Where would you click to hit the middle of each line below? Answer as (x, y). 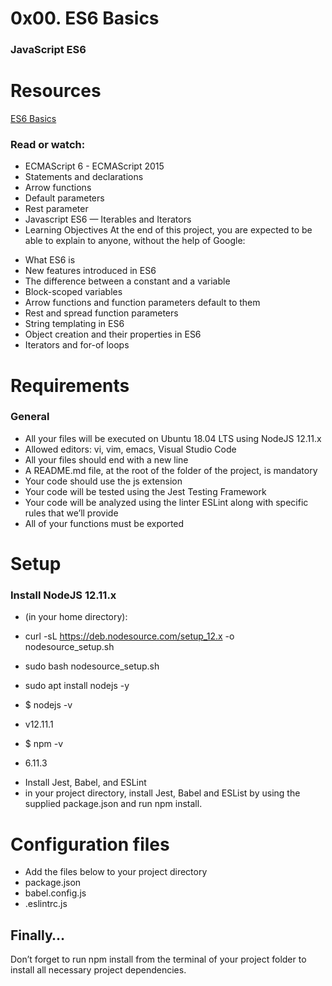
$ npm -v (44, 744)
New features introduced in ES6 (90, 271)
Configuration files (90, 844)
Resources (56, 91)
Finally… (38, 935)
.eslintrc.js (46, 904)
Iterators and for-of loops (77, 345)
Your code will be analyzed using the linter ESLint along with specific (166, 502)
